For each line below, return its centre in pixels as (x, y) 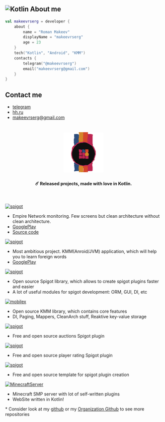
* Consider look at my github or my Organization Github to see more (75, 409)
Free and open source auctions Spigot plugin (58, 336)
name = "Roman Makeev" (46, 32)
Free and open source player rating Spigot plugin (62, 355)
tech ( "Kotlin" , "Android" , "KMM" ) (50, 53)
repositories (17, 414)
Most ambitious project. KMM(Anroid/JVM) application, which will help (84, 251)
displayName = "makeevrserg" (53, 37)
